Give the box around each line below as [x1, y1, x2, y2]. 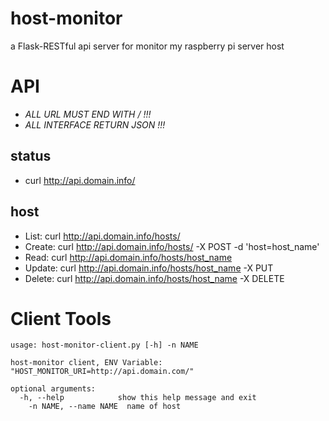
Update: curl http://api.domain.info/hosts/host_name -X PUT [24, 262, 274, 274]
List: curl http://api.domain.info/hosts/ [24, 230, 181, 242]
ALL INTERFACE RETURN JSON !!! [24, 118, 166, 131]
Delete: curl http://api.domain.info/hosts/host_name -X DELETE [24, 272, 285, 284]
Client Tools [10, 307, 112, 330]
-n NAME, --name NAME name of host [28, 402, 182, 412]
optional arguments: [10, 384, 97, 394]
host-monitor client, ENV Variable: [10, 358, 163, 368]
